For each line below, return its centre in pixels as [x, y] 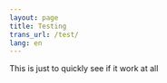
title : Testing [38, 26]
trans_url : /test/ [44, 34]
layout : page [34, 18]
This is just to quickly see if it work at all [84, 69]
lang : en [26, 43]
